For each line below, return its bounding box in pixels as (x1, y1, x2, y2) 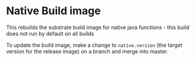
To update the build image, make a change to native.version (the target (6, 41, 183, 49)
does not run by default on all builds (6, 30, 95, 37)
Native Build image (6, 4, 101, 18)
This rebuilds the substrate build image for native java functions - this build (6, 24, 190, 31)
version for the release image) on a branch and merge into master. (6, 47, 168, 54)
